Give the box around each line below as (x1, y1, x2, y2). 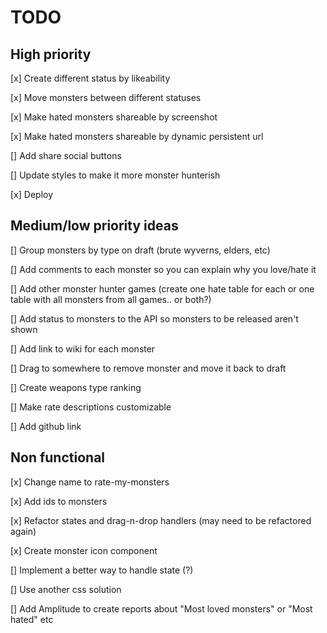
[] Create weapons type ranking (10, 381, 142, 393)
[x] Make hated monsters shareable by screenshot (10, 111, 218, 123)
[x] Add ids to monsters (10, 495, 108, 507)
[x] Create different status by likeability (10, 72, 171, 84)
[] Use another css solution (10, 583, 122, 595)
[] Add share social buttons (10, 150, 122, 161)
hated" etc (10, 613, 54, 625)
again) (10, 525, 37, 537)
